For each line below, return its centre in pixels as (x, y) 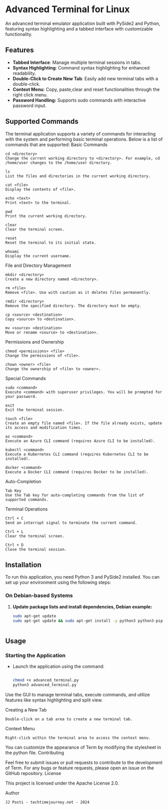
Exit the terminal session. (35, 410)
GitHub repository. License (33, 773)
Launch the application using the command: (59, 666)
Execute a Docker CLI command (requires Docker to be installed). (77, 472)
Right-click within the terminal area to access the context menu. (78, 738)
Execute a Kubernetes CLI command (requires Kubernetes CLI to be (77, 454)
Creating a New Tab (26, 710)
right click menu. (30, 94)
